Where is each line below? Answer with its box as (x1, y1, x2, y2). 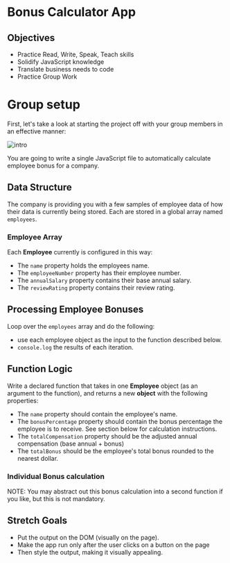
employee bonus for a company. (7, 161, 99, 170)
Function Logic (7, 363, 73, 375)
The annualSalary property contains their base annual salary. (17, 276, 192, 285)
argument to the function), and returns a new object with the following (7, 389, 208, 397)
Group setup (7, 97, 81, 113)
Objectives (7, 32, 55, 44)
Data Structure (7, 181, 73, 193)
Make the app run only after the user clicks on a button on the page (17, 540, 210, 549)
